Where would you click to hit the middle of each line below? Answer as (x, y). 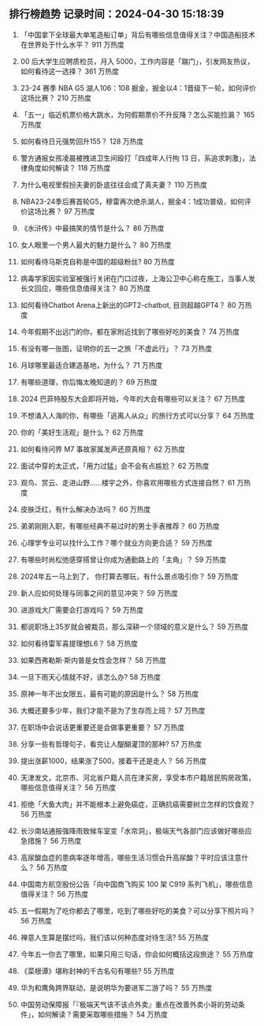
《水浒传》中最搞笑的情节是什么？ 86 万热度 (92, 228)
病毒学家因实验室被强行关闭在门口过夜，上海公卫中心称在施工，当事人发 (138, 278)
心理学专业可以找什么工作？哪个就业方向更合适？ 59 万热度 (116, 542)
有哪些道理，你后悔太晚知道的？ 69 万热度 (89, 382)
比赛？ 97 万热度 (68, 211)
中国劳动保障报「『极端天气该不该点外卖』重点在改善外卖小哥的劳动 (129, 1004)
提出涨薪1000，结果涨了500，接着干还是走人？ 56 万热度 (113, 761)
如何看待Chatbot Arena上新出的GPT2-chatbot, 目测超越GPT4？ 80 (128, 305)
